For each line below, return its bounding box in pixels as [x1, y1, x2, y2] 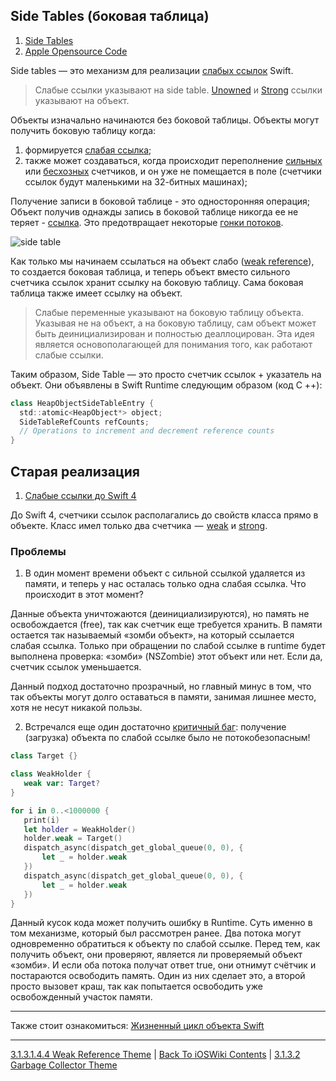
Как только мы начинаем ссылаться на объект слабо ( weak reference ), [10, 255, 315, 267]
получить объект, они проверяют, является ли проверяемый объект [10, 949, 303, 961]
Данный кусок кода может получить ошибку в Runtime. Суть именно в [10, 917, 313, 929]
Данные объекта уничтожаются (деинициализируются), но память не [10, 608, 310, 620]
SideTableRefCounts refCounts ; [19, 417, 150, 427]
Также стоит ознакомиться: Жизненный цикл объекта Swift [10, 1020, 265, 1032]
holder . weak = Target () [23, 834, 123, 844]
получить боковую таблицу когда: [10, 124, 157, 136]
